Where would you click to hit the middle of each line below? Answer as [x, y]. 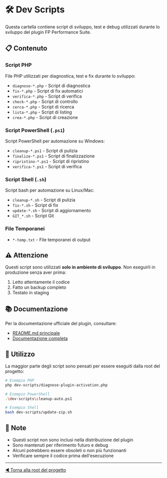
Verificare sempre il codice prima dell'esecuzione [63, 456]
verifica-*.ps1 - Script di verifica [47, 166]
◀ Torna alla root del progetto [36, 470]
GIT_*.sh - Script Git [33, 216]
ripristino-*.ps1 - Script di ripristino [51, 161]
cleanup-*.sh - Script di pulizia [44, 200]
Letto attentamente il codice [41, 282]
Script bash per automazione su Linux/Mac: [50, 190]
